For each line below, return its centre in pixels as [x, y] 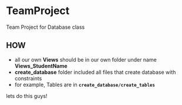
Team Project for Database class [45, 27]
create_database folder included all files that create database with [95, 72]
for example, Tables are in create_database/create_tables [85, 84]
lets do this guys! [27, 96]
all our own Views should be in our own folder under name [85, 59]
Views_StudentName [41, 66]
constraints [28, 78]
